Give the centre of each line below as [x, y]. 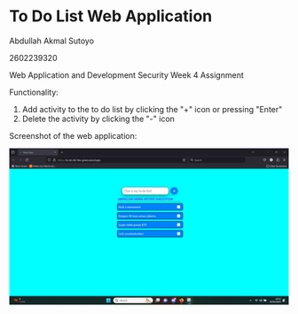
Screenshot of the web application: [73, 135]
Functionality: [34, 92]
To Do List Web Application [111, 16]
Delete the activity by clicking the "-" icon [98, 119]
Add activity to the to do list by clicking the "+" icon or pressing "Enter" [152, 109]
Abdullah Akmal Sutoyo [52, 41]
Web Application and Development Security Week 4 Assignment [126, 75]
